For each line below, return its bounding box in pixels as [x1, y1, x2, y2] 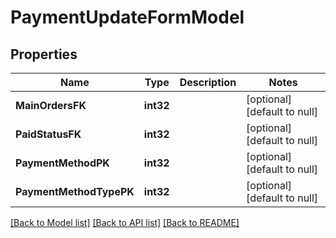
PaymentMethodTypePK [15, 185, 135, 198]
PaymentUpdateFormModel [10, 6, 245, 29]
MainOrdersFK [15, 99, 87, 112]
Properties [10, 46, 78, 63]
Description [179, 76, 237, 89]
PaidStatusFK [15, 127, 82, 141]
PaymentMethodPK [15, 156, 110, 170]
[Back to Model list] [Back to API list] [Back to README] [10, 217, 240, 228]
